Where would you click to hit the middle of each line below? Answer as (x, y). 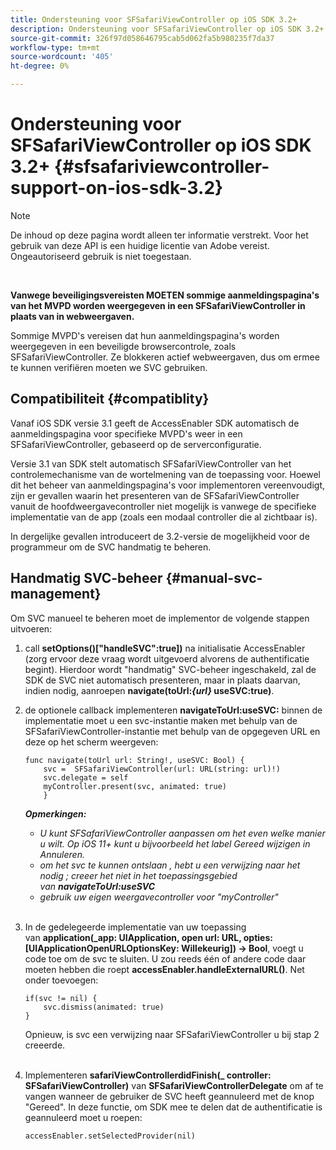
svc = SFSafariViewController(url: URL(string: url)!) (162, 769)
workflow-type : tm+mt (55, 47)
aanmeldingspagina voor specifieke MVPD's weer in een (126, 433)
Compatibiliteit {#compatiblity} (110, 399)
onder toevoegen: (61, 980)
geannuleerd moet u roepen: (83, 1117)
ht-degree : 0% (40, 66)
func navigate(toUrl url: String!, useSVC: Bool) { (134, 760)
